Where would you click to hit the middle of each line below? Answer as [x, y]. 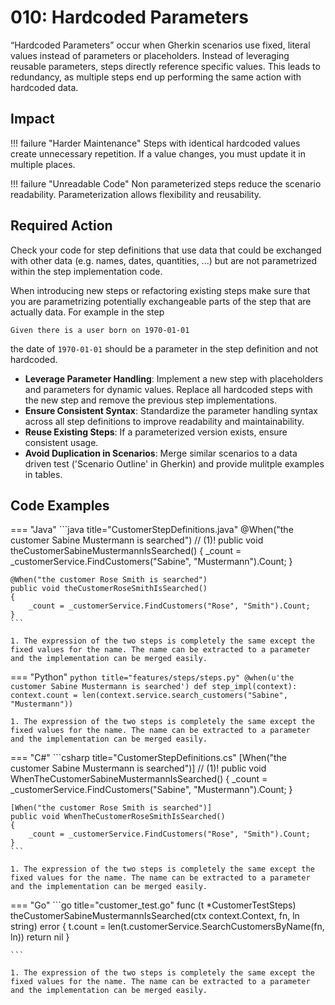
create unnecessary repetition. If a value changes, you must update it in [158, 153]
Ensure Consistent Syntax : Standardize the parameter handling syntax [171, 410]
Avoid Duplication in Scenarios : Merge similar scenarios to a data [161, 453]
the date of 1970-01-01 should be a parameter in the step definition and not [164, 348]
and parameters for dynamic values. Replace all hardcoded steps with [168, 389]
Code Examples [60, 505]
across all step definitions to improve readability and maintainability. [164, 421]
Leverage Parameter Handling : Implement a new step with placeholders [174, 378]
